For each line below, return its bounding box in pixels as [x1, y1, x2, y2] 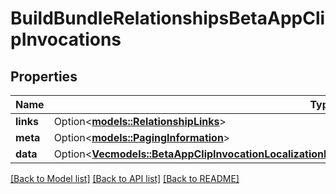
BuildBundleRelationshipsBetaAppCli [10, 7, 326, 30]
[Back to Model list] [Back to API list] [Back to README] [10, 173, 240, 184]
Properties [10, 68, 78, 85]
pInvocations [10, 28, 122, 51]
